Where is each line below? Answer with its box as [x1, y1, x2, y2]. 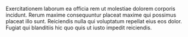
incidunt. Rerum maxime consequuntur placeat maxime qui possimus [5, 11, 177, 18]
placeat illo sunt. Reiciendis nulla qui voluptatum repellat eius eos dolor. [5, 18, 183, 24]
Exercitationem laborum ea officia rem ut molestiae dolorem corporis [5, 5, 175, 12]
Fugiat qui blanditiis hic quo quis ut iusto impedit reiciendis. [5, 24, 153, 31]
